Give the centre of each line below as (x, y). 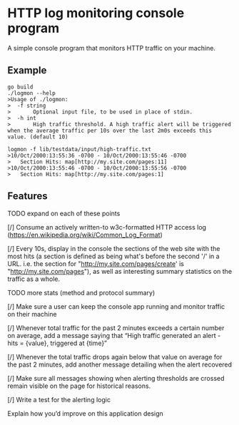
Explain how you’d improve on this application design (86, 413)
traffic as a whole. (34, 279)
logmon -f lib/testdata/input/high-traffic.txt (80, 149)
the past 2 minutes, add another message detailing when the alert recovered (120, 364)
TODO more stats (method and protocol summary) (81, 292)
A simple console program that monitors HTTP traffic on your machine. (112, 48)
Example (27, 70)
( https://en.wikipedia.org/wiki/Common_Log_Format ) (85, 235)
